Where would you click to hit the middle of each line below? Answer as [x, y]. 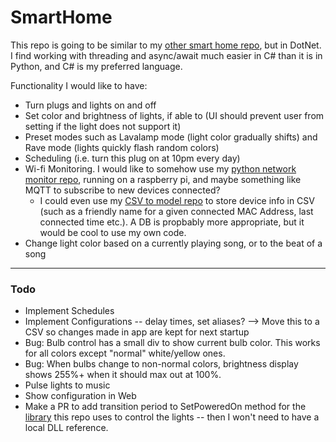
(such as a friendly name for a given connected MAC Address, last [176, 211]
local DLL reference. [66, 428]
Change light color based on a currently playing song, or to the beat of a [173, 243]
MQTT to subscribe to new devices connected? [122, 190]
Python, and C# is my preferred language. [96, 66]
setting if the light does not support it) [103, 126]
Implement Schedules [69, 311]
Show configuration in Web [80, 396]
